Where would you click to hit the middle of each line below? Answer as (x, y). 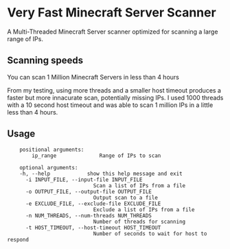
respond (18, 239)
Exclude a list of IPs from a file (144, 210)
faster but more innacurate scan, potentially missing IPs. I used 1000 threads (115, 97)
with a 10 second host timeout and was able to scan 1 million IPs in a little (110, 105)
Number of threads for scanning (139, 222)
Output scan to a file (125, 198)
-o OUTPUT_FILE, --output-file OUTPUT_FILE (89, 191)
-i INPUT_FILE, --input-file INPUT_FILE (84, 180)
